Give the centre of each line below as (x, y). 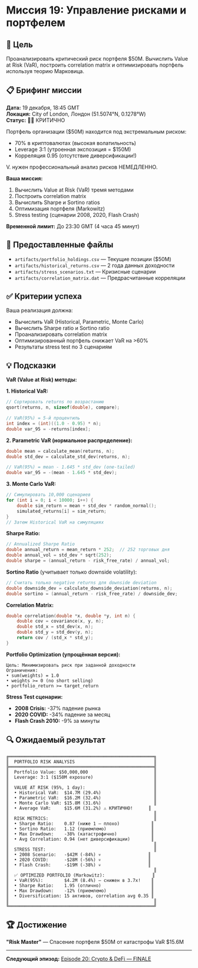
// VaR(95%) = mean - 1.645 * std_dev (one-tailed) (71, 467)
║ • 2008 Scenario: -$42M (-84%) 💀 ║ (79, 855)
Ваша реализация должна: (39, 311)
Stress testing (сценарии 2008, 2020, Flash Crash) (77, 215)
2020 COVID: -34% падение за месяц (62, 715)
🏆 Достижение (37, 925)
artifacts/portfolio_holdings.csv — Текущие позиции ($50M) (93, 259)
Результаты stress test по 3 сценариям (63, 347)
